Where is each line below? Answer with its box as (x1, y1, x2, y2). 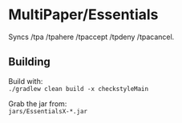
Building (8, 55, 51, 69)
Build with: (8, 76, 43, 85)
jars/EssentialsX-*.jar (8, 107, 88, 115)
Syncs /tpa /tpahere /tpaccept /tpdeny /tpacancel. (8, 32, 175, 42)
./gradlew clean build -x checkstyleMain (8, 85, 149, 93)
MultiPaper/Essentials (8, 6, 159, 24)
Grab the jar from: (8, 98, 67, 109)
